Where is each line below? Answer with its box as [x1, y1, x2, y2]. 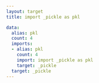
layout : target [6, 8, 44, 15]
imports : [11, 41, 33, 47]
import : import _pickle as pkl [16, 57, 94, 63]
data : [6, 25, 19, 30]
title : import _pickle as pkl [6, 14, 81, 20]
